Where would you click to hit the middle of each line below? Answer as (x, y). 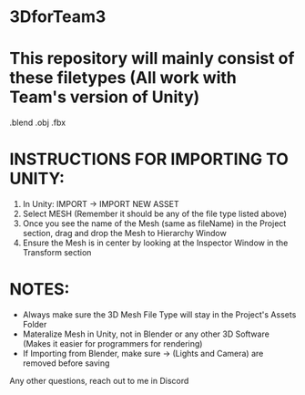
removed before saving (66, 363)
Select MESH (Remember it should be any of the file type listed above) (155, 214)
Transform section (57, 253)
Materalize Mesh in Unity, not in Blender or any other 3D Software (146, 334)
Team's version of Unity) (105, 97)
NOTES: (40, 290)
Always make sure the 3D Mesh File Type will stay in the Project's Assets (159, 315)
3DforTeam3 (58, 17)
